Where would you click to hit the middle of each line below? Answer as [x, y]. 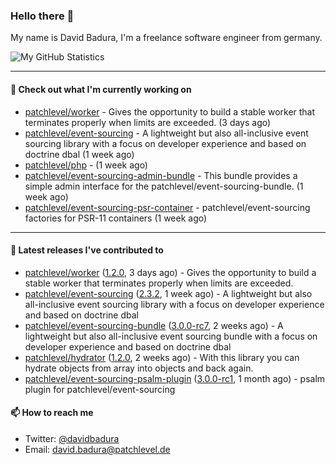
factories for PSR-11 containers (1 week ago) [116, 218]
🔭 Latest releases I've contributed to [87, 250]
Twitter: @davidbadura [72, 438]
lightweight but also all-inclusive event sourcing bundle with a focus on [171, 336]
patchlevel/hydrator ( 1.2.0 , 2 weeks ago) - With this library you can [162, 357]
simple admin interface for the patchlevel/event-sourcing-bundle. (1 [164, 186]
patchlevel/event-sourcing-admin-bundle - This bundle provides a [161, 175]
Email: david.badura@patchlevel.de [97, 449]
